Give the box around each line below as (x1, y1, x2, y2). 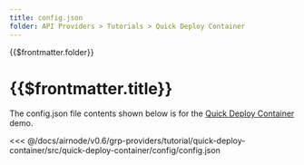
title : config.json (9, 13, 83, 23)
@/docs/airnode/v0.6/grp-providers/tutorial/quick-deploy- (26, 135, 246, 146)
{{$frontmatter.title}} (9, 78, 173, 99)
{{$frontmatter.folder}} (9, 46, 94, 57)
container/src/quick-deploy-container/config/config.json (9, 145, 221, 156)
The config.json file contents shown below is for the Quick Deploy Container (9, 108, 295, 119)
